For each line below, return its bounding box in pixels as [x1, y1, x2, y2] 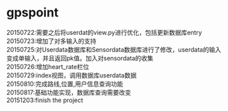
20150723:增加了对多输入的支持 [6, 36, 97, 45]
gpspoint [6, 5, 59, 21]
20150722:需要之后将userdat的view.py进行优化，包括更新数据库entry [6, 28, 203, 36]
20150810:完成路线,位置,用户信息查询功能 [6, 79, 124, 88]
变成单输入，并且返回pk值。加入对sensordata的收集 [6, 53, 154, 62]
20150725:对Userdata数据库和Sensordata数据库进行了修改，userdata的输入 [6, 45, 221, 53]
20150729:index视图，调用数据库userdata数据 [6, 71, 137, 79]
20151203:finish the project [6, 96, 84, 104]
